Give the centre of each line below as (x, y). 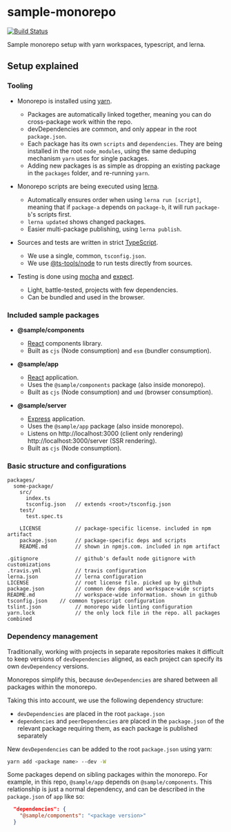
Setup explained (43, 66)
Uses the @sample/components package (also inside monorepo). (116, 384)
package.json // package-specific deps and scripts (103, 541)
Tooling (20, 86)
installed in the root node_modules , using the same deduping (112, 151)
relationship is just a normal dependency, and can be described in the (106, 789)
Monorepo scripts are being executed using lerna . (88, 186)
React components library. (65, 343)
